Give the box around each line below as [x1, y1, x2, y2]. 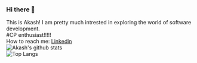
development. [6, 25, 40, 32]
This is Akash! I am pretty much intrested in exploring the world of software [6, 19, 192, 26]
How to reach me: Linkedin [6, 38, 72, 45]
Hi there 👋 [6, 5, 36, 14]
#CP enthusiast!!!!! [6, 31, 52, 39]
